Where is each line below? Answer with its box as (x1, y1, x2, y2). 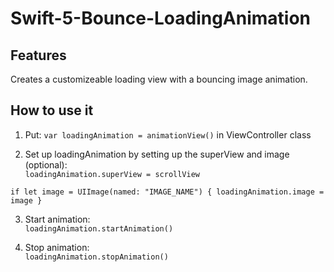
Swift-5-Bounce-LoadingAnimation (10, 7, 312, 30)
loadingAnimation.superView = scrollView (24, 169, 200, 179)
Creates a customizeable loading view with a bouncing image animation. (10, 73, 308, 85)
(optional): (24, 158, 68, 171)
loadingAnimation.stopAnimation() (24, 252, 169, 262)
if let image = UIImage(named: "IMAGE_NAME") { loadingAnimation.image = (10, 187, 325, 197)
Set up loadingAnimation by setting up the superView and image (24, 148, 290, 160)
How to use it (10, 102, 94, 119)
